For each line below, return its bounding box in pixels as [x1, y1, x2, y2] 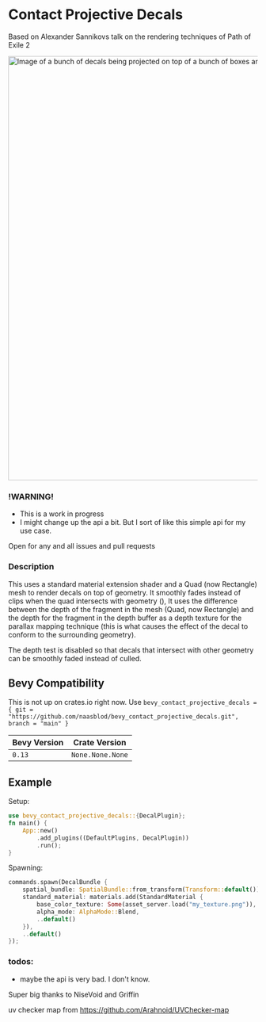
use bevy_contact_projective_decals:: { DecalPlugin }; [8, 812, 186, 820]
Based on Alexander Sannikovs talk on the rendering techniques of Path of [8, 32, 252, 41]
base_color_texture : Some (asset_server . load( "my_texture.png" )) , [36, 901, 257, 909]
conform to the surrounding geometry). [8, 630, 136, 639]
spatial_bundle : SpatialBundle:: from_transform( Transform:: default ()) [22, 886, 260, 894]
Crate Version [73, 737, 127, 748]
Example [8, 775, 52, 789]
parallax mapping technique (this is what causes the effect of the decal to [8, 621, 249, 631]
